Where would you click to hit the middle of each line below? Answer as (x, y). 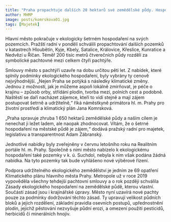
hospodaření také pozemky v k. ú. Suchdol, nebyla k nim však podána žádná (85, 155)
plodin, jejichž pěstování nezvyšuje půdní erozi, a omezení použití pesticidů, (85, 208)
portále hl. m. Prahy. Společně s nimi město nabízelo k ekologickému (77, 150)
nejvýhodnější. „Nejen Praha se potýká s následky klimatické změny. (77, 81)
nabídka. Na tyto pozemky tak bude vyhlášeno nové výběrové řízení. (77, 161)
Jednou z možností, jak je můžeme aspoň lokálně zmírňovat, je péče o (79, 87)
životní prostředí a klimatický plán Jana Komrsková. (59, 108)
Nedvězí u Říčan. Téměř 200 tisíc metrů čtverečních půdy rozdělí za (76, 55)
